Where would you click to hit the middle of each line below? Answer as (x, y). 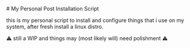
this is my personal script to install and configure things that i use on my (95, 20)
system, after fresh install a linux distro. (55, 27)
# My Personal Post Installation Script (53, 9)
